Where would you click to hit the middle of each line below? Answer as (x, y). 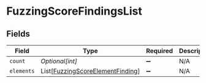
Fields (18, 34)
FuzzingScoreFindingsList (74, 11)
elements (22, 71)
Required (160, 51)
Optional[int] (59, 61)
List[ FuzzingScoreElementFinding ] (90, 71)
